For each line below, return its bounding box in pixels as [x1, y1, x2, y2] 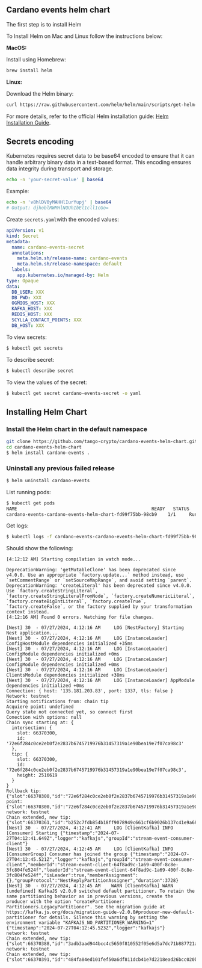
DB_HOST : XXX [11, 322, 44, 329]
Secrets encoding [6, 136, 74, 146]
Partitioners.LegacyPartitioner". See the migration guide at [6, 904, 165, 910]
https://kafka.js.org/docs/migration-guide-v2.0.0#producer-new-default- [6, 909, 195, 916]
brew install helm [6, 67, 52, 73]
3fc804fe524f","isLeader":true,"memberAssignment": [6, 872, 138, 878]
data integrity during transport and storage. [6, 165, 114, 172]
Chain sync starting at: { [6, 719, 74, 726]
